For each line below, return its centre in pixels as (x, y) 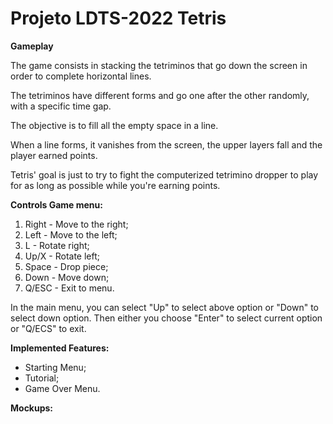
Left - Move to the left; (71, 234)
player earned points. (54, 155)
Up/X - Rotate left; (62, 256)
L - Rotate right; (57, 245)
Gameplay (32, 46)
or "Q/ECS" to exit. (48, 328)
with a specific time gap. (61, 106)
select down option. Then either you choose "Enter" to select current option (166, 318)
